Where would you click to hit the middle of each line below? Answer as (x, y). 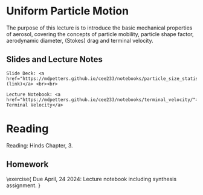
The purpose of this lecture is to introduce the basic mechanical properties (99, 28)
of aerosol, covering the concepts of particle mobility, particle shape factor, (100, 34)
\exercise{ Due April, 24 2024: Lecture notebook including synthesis (92, 179)
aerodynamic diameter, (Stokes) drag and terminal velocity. (80, 40)
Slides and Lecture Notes (54, 59)
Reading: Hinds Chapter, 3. (40, 145)
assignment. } (24, 185)
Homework (27, 165)
